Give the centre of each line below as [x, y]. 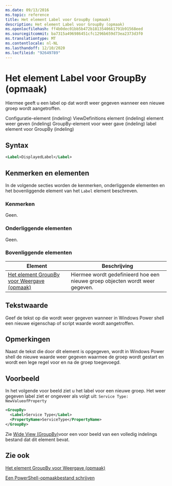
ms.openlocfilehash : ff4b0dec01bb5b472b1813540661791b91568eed [74, 29]
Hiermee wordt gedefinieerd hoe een [115, 274]
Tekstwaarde [27, 305]
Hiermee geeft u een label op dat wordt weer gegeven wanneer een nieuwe [85, 103]
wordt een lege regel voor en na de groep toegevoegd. [63, 362]
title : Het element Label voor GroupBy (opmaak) [58, 19]
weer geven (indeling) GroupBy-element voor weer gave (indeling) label [81, 124]
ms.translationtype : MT [31, 39]
